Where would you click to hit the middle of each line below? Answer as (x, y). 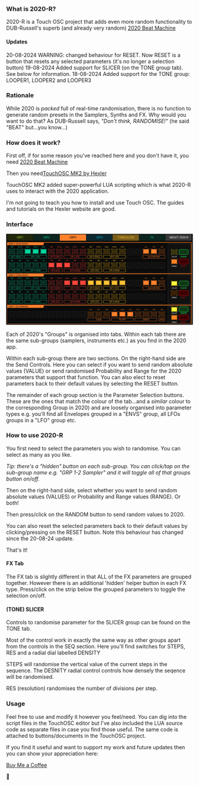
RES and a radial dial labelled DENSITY (53, 653)
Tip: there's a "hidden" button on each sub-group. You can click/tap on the (98, 466)
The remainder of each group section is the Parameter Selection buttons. (95, 395)
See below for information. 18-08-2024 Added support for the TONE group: (98, 74)
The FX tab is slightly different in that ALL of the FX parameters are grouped (99, 577)
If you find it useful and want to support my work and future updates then (96, 747)
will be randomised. (30, 677)
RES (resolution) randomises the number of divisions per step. (82, 688)
